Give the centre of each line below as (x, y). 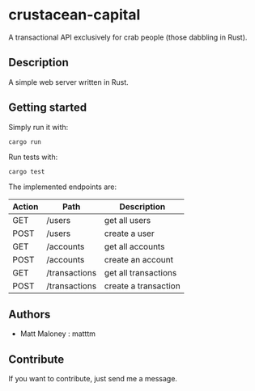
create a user (130, 233)
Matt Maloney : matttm (57, 334)
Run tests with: (33, 157)
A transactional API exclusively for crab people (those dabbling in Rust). (128, 37)
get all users (127, 220)
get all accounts (134, 246)
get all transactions (140, 272)
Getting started (48, 108)
